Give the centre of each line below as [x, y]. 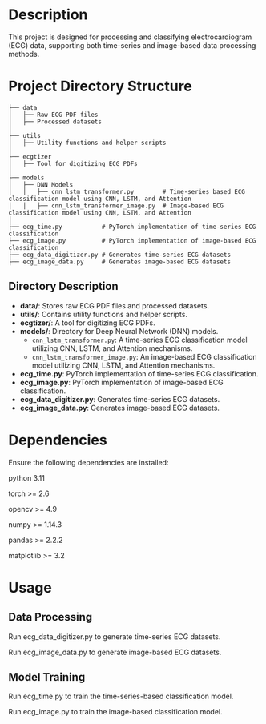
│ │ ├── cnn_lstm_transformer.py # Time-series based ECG [127, 191]
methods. [24, 54]
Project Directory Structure [100, 86]
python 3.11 [27, 477]
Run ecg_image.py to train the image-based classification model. [115, 712]
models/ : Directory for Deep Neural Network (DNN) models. [119, 331]
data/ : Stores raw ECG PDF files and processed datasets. [115, 305]
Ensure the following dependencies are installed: [89, 462]
